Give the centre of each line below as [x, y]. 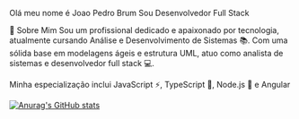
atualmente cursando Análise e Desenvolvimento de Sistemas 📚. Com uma [149, 40]
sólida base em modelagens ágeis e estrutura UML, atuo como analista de [146, 53]
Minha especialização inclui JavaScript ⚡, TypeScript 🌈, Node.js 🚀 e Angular [150, 85]
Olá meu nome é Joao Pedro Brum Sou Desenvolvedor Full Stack [129, 13]
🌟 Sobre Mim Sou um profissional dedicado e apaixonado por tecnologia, [145, 30]
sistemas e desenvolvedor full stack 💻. [82, 63]
